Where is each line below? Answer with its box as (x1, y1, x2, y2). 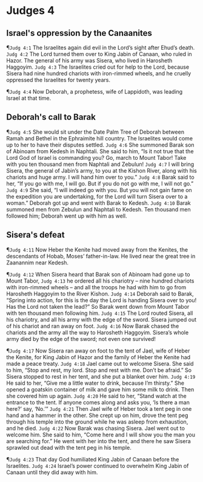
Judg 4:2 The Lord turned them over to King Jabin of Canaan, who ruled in (6, 50, 192, 58)
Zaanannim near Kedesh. (6, 259, 68, 266)
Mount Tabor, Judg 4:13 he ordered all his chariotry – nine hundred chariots (6, 277, 195, 284)
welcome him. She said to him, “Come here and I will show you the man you (6, 431, 196, 438)
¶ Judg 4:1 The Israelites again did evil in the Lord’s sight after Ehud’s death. (6, 44, 195, 51)
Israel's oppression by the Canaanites (6, 28, 153, 38)
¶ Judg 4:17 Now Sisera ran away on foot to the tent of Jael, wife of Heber (6, 347, 190, 354)
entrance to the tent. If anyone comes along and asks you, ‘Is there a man (6, 399, 190, 406)
